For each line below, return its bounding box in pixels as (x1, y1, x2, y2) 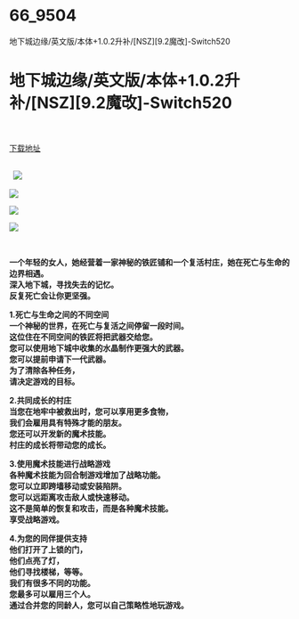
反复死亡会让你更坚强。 (9, 290, 95, 301)
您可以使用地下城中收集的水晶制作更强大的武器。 (9, 342, 189, 353)
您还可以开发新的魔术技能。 (9, 428, 111, 439)
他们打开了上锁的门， (9, 544, 87, 555)
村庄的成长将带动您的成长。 (9, 439, 111, 450)
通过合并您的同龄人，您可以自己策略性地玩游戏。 (9, 599, 189, 610)
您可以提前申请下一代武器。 (9, 354, 111, 364)
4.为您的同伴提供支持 (9, 533, 87, 543)
